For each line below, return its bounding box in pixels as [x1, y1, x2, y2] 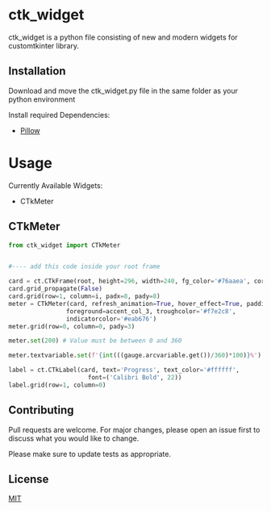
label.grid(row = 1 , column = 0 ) [8, 381, 106, 389]
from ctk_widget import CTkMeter [8, 241, 121, 249]
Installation [8, 65, 66, 78]
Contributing [8, 404, 74, 417]
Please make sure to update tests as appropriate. [8, 449, 172, 459]
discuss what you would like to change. [8, 434, 140, 443]
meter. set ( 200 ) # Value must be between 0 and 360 [8, 337, 182, 345]
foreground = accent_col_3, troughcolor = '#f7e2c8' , [65, 307, 236, 316]
